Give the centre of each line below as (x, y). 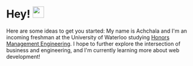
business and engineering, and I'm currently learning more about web (93, 50)
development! (23, 56)
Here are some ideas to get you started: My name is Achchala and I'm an (97, 31)
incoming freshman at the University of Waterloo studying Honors (88, 37)
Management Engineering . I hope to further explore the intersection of (93, 44)
